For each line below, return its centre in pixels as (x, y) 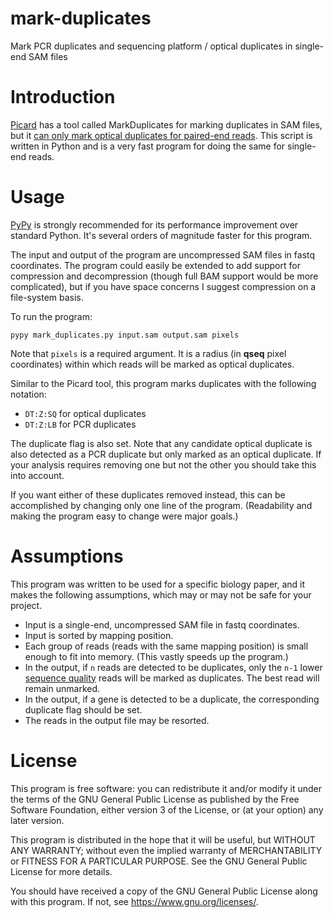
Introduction (63, 97)
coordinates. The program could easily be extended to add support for (155, 265)
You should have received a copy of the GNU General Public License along (164, 891)
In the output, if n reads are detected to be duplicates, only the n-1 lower (173, 667)
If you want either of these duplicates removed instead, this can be (148, 494)
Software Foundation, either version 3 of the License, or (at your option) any (167, 809)
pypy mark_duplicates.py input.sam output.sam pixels (125, 335)
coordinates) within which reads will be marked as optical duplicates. (152, 364)
